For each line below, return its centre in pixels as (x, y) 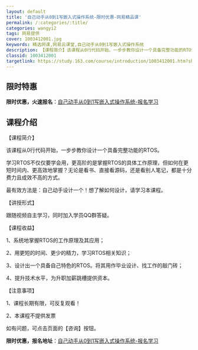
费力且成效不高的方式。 (34, 177)
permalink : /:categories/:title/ (47, 22)
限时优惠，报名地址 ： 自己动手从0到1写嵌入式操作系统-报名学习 (82, 341)
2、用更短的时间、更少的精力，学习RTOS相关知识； (69, 253)
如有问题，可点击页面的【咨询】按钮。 (52, 328)
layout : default (26, 12)
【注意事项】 (22, 291)
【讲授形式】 (22, 203)
